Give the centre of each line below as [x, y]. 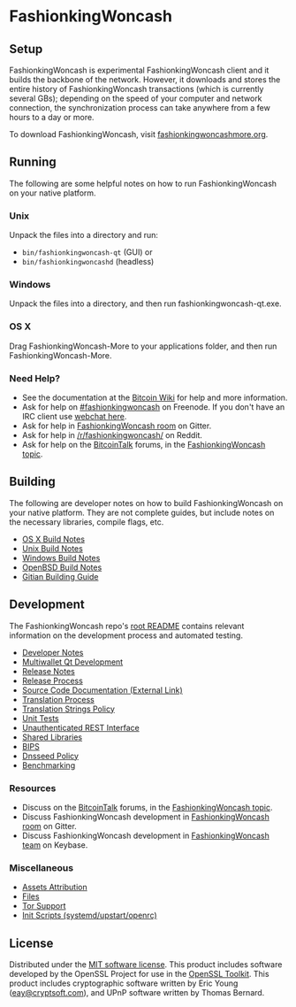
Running [33, 162]
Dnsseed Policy [50, 756]
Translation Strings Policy [68, 709]
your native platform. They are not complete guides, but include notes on [142, 512]
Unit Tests [40, 718]
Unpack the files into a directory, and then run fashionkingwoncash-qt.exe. [145, 304]
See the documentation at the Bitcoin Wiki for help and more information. [155, 397]
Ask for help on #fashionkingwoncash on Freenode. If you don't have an [153, 407]
